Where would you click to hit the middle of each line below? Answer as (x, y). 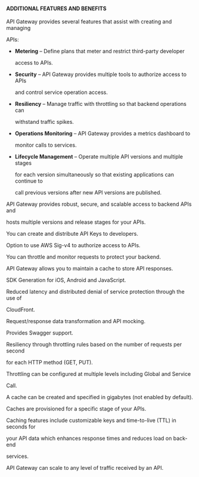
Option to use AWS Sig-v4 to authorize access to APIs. (74, 245)
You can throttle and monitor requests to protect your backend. (83, 257)
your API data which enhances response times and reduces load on (89, 438)
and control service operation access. (61, 92)
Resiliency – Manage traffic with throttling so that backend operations (100, 104)
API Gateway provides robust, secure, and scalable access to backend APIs (99, 204)
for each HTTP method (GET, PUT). (50, 363)
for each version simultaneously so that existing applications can (94, 175)
